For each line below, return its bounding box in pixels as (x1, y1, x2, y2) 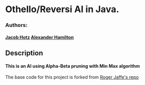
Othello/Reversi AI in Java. (5, 4, 120, 15)
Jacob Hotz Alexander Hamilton (5, 34, 74, 40)
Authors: (5, 22, 28, 29)
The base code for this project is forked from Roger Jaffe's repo (5, 74, 139, 80)
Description (5, 49, 43, 58)
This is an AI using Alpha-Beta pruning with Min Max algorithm (5, 63, 140, 69)
